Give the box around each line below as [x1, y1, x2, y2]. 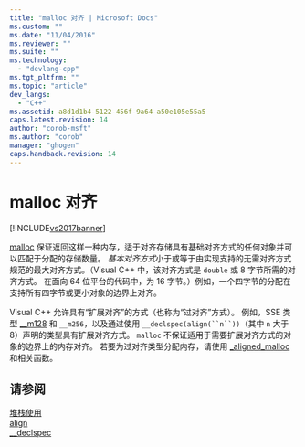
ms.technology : [9, 56, 68, 65]
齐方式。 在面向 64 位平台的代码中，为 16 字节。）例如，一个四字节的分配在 [9, 275, 291, 286]
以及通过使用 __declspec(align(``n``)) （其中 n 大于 [91, 317, 289, 329]
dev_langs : [9, 90, 51, 99]
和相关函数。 [9, 352, 58, 363]
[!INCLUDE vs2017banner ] [9, 222, 107, 233]
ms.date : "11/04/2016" [9, 30, 96, 39]
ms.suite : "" [9, 48, 59, 57]
